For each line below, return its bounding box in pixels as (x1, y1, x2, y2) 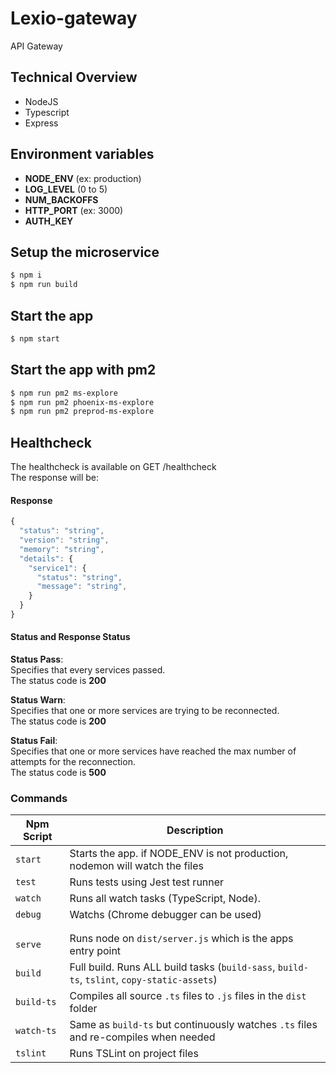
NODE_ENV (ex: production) (24, 172, 142, 184)
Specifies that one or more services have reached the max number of (10, 745, 297, 757)
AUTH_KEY (24, 215, 74, 227)
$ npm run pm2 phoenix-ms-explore (10, 397, 155, 407)
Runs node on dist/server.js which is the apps (69, 932, 294, 946)
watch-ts (15, 1025, 57, 1037)
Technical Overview (10, 69, 138, 86)
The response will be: (10, 472, 100, 484)
